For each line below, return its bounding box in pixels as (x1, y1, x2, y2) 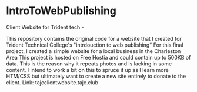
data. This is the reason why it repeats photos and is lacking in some (6, 60, 172, 67)
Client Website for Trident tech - (6, 24, 84, 31)
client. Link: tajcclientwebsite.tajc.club (6, 78, 99, 86)
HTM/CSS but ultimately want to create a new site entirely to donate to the (6, 73, 186, 80)
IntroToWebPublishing (6, 4, 116, 18)
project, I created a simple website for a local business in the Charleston (6, 47, 181, 54)
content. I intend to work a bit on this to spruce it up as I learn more (6, 66, 169, 73)
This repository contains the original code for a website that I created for (6, 35, 182, 42)
